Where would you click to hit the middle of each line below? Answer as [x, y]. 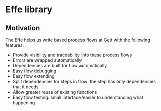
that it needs [25, 87]
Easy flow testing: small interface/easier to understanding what [78, 97]
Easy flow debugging [34, 71]
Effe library [29, 9]
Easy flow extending [33, 76]
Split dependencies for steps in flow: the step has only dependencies [84, 82]
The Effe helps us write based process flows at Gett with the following [78, 40]
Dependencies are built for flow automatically [60, 66]
